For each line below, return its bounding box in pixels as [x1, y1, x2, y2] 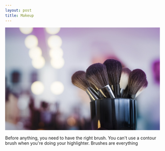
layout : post [5, 8, 32, 13]
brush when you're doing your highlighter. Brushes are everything [5, 140, 138, 146]
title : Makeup [5, 13, 34, 18]
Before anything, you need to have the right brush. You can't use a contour [5, 135, 156, 141]
